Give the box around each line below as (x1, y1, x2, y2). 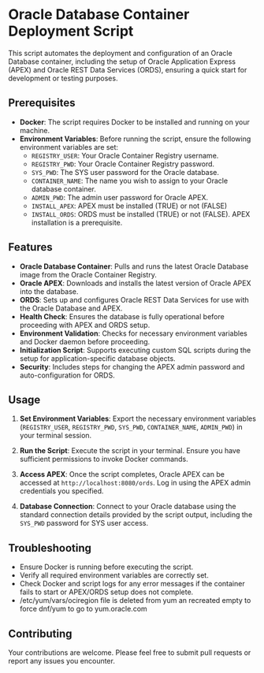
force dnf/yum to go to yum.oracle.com (19, 604, 147, 614)
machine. (19, 125, 50, 135)
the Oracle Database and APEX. (19, 303, 123, 313)
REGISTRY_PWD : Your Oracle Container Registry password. (31, 159, 215, 169)
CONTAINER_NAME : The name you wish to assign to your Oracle (31, 176, 229, 185)
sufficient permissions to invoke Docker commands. (19, 455, 189, 464)
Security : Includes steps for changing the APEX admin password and (19, 362, 245, 371)
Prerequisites (8, 96, 76, 110)
